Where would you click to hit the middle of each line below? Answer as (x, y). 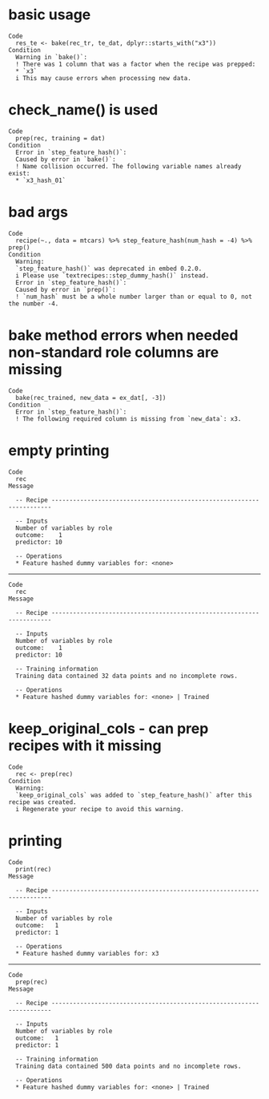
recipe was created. (43, 802)
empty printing (59, 450)
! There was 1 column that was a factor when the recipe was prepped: (136, 64)
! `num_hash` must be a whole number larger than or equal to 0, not (134, 297)
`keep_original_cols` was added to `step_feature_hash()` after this (134, 795)
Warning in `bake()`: (52, 57)
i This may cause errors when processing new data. (104, 78)
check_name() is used (83, 110)
